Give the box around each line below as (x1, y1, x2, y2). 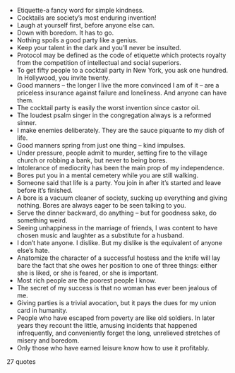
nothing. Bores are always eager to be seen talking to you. (16, 201, 186, 209)
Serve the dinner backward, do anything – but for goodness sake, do (16, 208, 217, 217)
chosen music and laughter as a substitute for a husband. (16, 231, 184, 239)
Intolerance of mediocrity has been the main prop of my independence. (16, 164, 225, 172)
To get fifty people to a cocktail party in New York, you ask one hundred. (16, 66, 229, 74)
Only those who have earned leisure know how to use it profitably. (16, 344, 210, 352)
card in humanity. (16, 307, 68, 314)
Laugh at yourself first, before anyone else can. (16, 21, 155, 29)
